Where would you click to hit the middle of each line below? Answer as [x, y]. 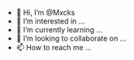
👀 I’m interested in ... [50, 21]
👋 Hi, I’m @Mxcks [45, 13]
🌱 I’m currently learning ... [59, 30]
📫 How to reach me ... [54, 47]
